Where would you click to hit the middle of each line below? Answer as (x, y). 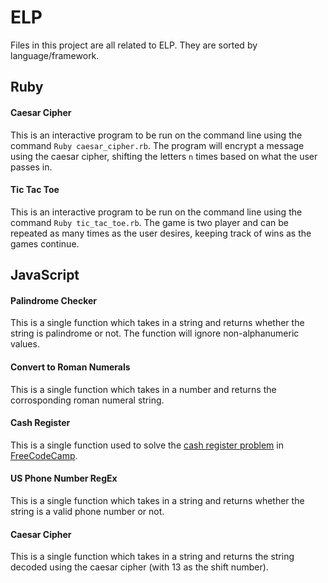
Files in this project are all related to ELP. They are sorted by (134, 45)
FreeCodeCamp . (44, 455)
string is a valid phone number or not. (87, 511)
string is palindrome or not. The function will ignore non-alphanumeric (155, 333)
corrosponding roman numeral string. (87, 400)
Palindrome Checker (54, 300)
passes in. (31, 167)
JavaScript (45, 275)
